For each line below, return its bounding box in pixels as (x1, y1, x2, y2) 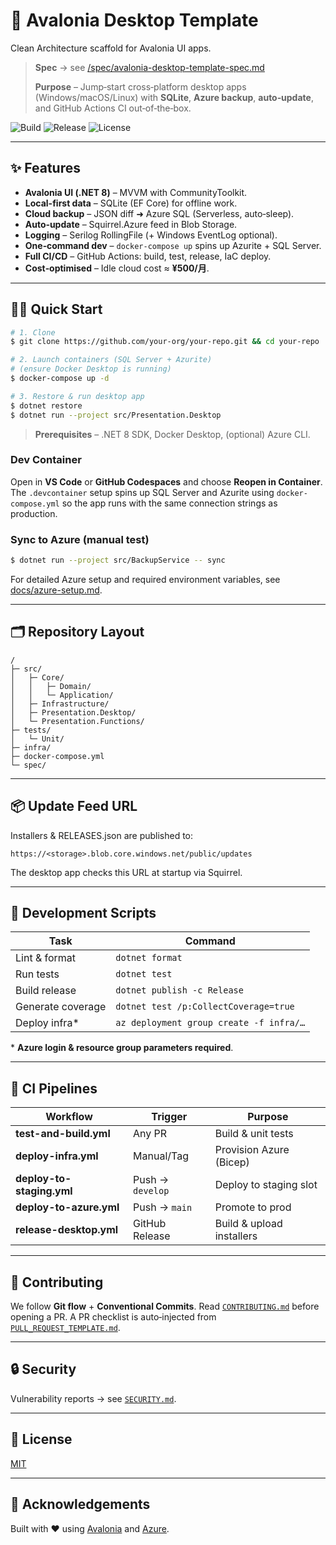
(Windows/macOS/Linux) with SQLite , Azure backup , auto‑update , (34, 91, 314, 103)
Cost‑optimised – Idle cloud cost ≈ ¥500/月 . (24, 262, 210, 274)
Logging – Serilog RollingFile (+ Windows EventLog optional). (24, 229, 278, 241)
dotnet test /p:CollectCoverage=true (115, 1001, 295, 1013)
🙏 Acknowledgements (10, 1496, 151, 1513)
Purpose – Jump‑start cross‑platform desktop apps (34, 80, 247, 93)
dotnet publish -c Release (115, 985, 244, 996)
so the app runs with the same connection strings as (61, 497, 278, 509)
